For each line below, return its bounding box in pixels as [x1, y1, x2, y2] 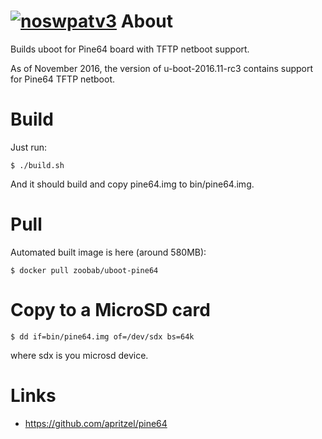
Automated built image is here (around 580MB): [10, 246, 207, 258]
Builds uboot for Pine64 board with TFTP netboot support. [10, 43, 250, 55]
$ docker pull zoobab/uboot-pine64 [10, 265, 159, 275]
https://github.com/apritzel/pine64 [24, 417, 168, 429]
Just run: [10, 141, 48, 153]
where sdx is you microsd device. [10, 349, 149, 361]
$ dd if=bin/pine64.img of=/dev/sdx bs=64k [10, 331, 195, 342]
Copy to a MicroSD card [10, 299, 211, 321]
